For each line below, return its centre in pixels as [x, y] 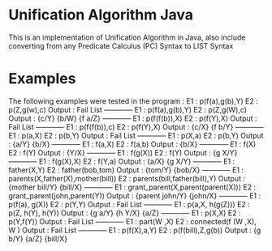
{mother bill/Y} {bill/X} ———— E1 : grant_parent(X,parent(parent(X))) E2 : [132, 187]
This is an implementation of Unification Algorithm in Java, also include [127, 37]
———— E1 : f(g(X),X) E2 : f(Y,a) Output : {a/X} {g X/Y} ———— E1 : [122, 161]
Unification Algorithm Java [101, 15]
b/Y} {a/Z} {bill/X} [38, 238]
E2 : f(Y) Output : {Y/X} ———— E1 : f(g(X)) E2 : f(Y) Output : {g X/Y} [123, 152]
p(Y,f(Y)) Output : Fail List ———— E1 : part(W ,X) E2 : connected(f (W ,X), [133, 221]
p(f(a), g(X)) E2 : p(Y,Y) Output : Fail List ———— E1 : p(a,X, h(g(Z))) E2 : [129, 204]
